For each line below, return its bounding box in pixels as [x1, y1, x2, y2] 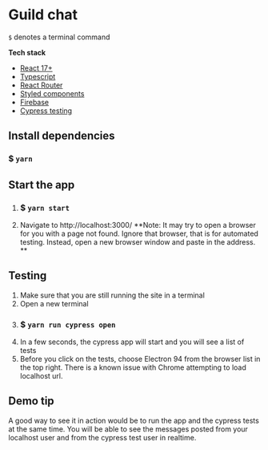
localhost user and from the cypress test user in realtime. [8, 432, 197, 442]
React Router [19, 80, 63, 90]
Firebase [19, 97, 50, 107]
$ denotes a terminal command [8, 32, 110, 42]
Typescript [19, 71, 56, 81]
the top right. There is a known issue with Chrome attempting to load [19, 363, 246, 372]
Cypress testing [19, 106, 73, 116]
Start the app [8, 178, 75, 192]
